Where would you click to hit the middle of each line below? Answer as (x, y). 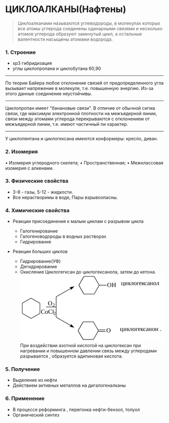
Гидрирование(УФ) (40, 261)
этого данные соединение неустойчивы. (49, 94)
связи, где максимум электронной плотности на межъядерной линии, (81, 114)
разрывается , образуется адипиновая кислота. (71, 356)
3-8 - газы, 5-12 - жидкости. (43, 192)
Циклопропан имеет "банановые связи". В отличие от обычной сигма (80, 108)
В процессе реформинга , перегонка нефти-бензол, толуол (76, 409)
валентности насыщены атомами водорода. (65, 39)
